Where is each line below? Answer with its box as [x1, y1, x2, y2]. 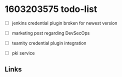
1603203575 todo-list [4, 3, 97, 15]
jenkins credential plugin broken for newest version [11, 20, 118, 26]
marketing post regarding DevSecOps [11, 30, 90, 36]
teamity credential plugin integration [11, 40, 87, 46]
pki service [11, 50, 35, 56]
